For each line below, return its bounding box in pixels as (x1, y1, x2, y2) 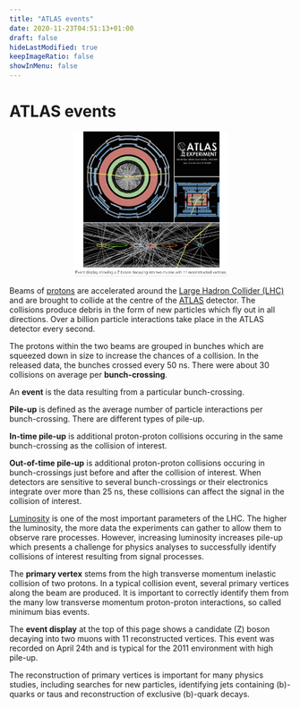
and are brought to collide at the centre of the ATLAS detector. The (9, 294, 256, 305)
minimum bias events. (9, 606, 90, 617)
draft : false (9, 33, 58, 42)
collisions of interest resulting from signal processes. (9, 550, 204, 561)
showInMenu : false (9, 62, 78, 71)
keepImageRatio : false (9, 52, 94, 62)
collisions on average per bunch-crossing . (9, 369, 168, 380)
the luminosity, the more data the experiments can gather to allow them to (9, 522, 282, 533)
